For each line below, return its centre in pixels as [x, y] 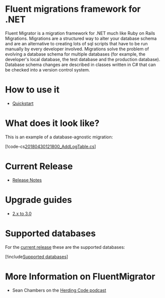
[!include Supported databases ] [37, 257]
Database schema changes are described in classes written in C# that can [81, 65]
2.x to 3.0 [22, 213]
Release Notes [27, 180]
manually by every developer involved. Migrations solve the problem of [77, 49]
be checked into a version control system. [48, 69]
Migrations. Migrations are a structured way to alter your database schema [81, 38]
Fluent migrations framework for [73, 9]
